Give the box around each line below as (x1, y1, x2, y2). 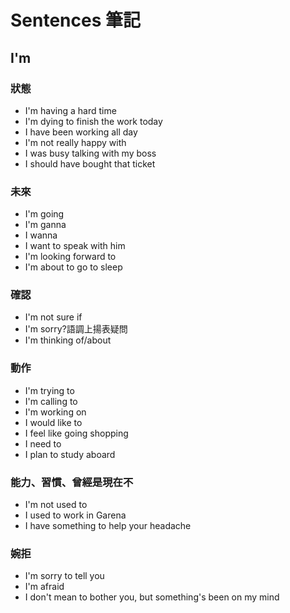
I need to (24, 437, 62, 450)
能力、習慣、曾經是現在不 (10, 475, 134, 489)
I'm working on (24, 406, 87, 418)
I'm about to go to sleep (24, 261, 123, 273)
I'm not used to (24, 499, 88, 511)
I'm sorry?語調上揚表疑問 (24, 323, 128, 335)
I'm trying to (24, 384, 75, 396)
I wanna (24, 229, 58, 241)
